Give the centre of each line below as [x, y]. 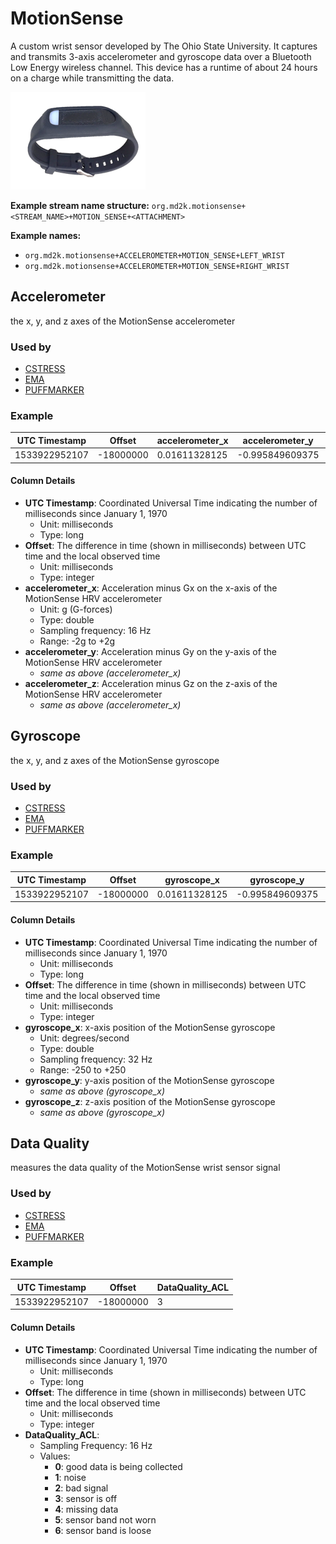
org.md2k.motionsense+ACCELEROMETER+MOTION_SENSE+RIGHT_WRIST [157, 266]
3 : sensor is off [86, 1498]
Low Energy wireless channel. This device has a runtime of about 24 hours [164, 67]
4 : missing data [86, 1509]
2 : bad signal [81, 1488]
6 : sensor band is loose [103, 1530]
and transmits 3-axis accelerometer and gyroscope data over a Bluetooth [161, 56]
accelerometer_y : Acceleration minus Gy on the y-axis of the [150, 651]
